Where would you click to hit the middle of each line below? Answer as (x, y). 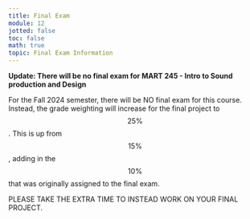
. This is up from (35, 134)
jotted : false (32, 30)
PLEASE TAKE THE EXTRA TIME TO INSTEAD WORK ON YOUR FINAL (123, 199)
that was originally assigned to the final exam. (84, 184)
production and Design (47, 84)
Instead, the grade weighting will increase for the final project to (114, 108)
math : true (27, 46)
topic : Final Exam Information (61, 53)
